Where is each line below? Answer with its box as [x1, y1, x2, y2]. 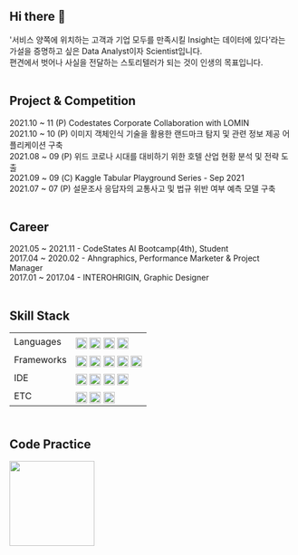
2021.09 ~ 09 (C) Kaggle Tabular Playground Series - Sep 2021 [9, 172, 245, 183]
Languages [14, 336, 62, 349]
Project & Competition [9, 93, 136, 109]
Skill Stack [9, 308, 71, 323]
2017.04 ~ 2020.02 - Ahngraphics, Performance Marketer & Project [9, 253, 260, 263]
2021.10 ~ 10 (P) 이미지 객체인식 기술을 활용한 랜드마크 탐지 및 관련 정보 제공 [9, 128, 281, 139]
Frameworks [14, 354, 67, 367]
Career [9, 219, 50, 235]
